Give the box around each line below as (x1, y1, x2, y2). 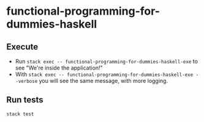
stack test (6, 111, 34, 117)
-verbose (15, 78, 38, 84)
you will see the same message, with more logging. (39, 77, 168, 84)
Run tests (6, 95, 43, 105)
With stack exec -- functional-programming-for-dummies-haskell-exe (15, 71, 194, 77)
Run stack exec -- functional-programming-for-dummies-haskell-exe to (15, 58, 198, 65)
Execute (6, 41, 39, 52)
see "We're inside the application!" (15, 64, 103, 71)
